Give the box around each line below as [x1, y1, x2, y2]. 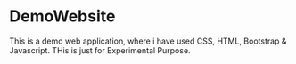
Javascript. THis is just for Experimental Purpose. [9, 44, 191, 55]
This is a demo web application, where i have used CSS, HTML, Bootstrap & [9, 36, 287, 46]
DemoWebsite [9, 6, 116, 27]
